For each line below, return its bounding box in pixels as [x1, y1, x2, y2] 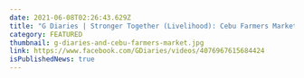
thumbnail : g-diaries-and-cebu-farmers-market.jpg [9, 38, 204, 48]
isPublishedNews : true [9, 55, 95, 64]
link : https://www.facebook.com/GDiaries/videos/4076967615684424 [9, 47, 265, 56]
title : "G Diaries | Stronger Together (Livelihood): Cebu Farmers [9, 22, 270, 30]
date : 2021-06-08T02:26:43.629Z [9, 13, 131, 22]
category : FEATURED [9, 30, 83, 39]
